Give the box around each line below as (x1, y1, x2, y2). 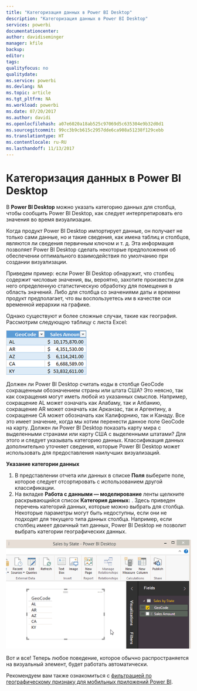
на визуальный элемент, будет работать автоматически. (6, 660, 148, 668)
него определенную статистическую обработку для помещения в (6, 282, 172, 289)
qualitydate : (6, 71, 38, 77)
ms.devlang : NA (6, 84, 43, 90)
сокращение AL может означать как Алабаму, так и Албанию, (6, 399, 162, 406)
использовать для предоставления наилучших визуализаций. (6, 449, 161, 456)
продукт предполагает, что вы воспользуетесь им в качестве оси (6, 294, 171, 302)
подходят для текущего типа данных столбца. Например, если (14, 515, 172, 522)
